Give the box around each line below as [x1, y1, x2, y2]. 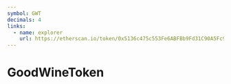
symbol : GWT [7, 10, 41, 17]
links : [7, 23, 26, 29]
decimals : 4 [7, 16, 41, 23]
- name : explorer [13, 29, 63, 36]
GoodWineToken [7, 65, 104, 81]
